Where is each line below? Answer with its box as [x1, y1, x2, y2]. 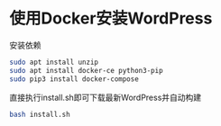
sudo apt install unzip [9, 58, 99, 67]
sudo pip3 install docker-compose [9, 74, 140, 84]
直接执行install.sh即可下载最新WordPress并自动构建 [9, 92, 202, 103]
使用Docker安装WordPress [9, 8, 213, 29]
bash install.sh [9, 110, 70, 119]
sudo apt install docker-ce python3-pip [9, 66, 164, 75]
